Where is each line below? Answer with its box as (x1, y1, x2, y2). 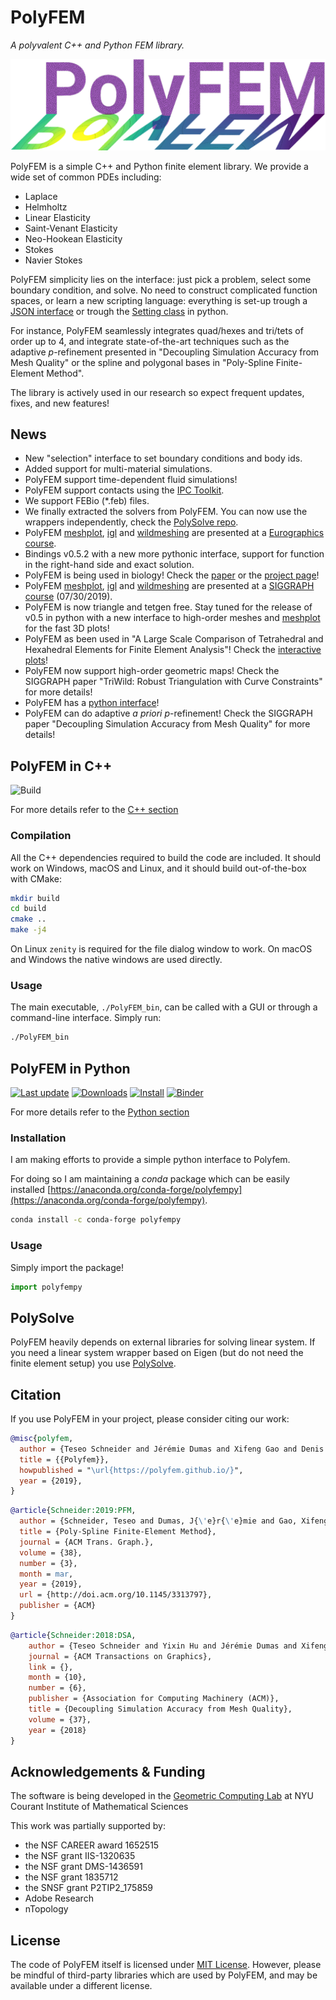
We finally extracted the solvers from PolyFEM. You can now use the (24, 506, 308, 518)
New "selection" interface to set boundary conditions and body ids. (24, 452, 303, 465)
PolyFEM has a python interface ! (24, 697, 160, 709)
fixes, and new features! (10, 397, 110, 409)
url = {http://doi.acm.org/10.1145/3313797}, (19, 1590, 213, 1600)
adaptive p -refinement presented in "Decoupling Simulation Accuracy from (10, 346, 320, 358)
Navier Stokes (24, 254, 83, 266)
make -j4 (10, 925, 47, 935)
